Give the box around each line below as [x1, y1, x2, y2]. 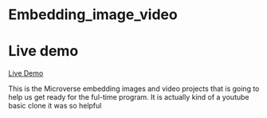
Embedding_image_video [8, 6, 178, 24]
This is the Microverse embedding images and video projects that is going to [8, 84, 260, 93]
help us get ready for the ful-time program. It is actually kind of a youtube [8, 92, 249, 102]
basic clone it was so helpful [8, 101, 102, 111]
